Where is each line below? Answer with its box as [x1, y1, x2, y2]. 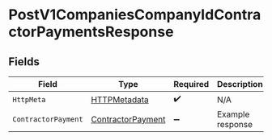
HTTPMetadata [91, 94, 150, 105]
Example [217, 109, 250, 120]
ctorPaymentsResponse [8, 23, 174, 41]
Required [173, 79, 210, 89]
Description [217, 79, 263, 89]
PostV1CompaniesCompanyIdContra [8, 6, 261, 24]
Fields [8, 55, 40, 68]
